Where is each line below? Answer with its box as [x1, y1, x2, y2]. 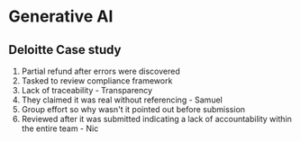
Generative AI [8, 6, 114, 27]
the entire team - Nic [21, 123, 99, 134]
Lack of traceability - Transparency [21, 85, 153, 95]
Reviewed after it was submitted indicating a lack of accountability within [21, 114, 292, 124]
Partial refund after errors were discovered [21, 66, 181, 76]
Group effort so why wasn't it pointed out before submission [21, 104, 245, 114]
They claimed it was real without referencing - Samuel [21, 94, 223, 105]
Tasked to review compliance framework [21, 75, 173, 86]
